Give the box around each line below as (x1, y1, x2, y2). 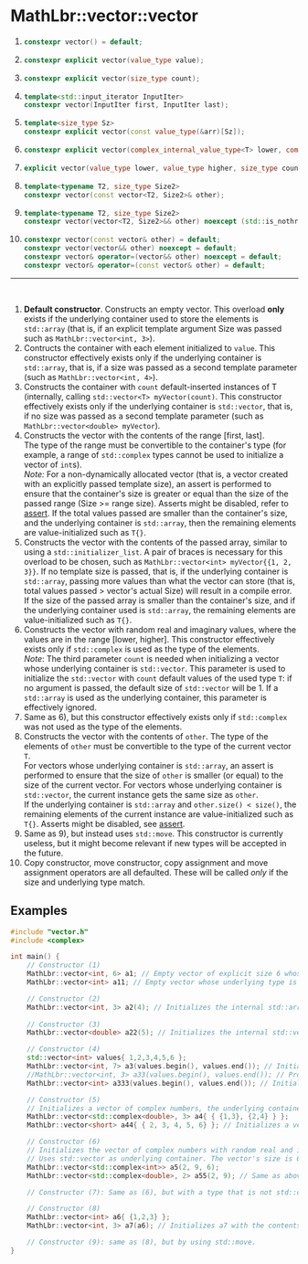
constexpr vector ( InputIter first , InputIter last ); (23, 101, 229, 110)
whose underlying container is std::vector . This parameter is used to (23, 663, 286, 674)
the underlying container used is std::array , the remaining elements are (23, 604, 296, 615)
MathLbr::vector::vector (10, 5, 199, 27)
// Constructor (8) (27, 1204, 101, 1214)
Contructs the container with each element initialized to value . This (23, 342, 276, 353)
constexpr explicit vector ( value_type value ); (23, 56, 205, 65)
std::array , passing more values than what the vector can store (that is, (23, 575, 296, 586)
